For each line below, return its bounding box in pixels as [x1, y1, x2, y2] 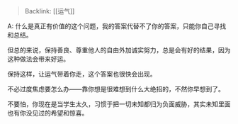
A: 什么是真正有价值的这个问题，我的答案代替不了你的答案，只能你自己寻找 [7, 22, 227, 30]
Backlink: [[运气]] [24, 7, 75, 15]
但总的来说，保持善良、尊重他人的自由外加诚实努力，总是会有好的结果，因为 [7, 46, 231, 54]
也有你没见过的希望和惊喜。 [7, 109, 89, 117]
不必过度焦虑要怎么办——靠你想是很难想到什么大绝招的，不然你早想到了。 [7, 85, 225, 93]
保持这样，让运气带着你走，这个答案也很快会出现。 [7, 70, 157, 78]
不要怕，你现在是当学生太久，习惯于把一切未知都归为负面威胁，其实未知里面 [7, 100, 231, 108]
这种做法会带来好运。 [7, 55, 69, 63]
